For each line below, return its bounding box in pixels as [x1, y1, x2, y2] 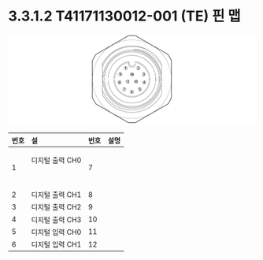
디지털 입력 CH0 [31, 227, 82, 236]
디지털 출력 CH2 [31, 202, 82, 212]
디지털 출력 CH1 [31, 190, 82, 199]
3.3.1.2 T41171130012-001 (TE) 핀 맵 [8, 7, 242, 25]
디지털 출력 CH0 [31, 155, 82, 165]
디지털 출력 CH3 [31, 214, 82, 225]
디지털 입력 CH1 [31, 240, 82, 249]
